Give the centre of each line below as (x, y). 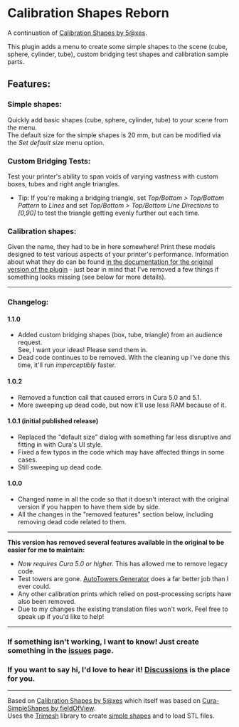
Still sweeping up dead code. (60, 467)
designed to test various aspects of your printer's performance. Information (118, 255)
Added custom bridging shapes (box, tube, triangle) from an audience (120, 335)
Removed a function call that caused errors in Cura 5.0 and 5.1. (110, 397)
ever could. (34, 586)
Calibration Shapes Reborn (88, 13)
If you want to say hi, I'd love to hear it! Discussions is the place (119, 669)
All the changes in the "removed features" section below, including (115, 514)
